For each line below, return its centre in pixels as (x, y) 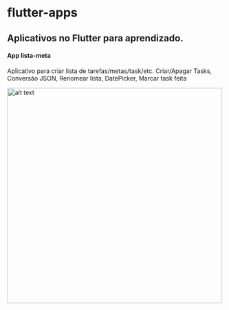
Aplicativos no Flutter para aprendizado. (95, 38)
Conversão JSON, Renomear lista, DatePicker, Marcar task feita (97, 78)
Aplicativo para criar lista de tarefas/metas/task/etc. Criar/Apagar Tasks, (109, 71)
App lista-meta (29, 56)
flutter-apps (42, 13)
